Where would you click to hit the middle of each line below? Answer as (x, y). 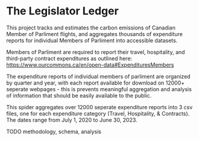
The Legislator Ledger (62, 11)
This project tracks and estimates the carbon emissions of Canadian (91, 28)
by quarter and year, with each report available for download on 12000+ (96, 83)
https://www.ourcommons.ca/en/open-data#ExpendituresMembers (90, 65)
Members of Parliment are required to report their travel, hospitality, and (96, 52)
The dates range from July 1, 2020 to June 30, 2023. (72, 120)
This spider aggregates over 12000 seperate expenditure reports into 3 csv (99, 107)
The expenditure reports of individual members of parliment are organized (99, 76)
